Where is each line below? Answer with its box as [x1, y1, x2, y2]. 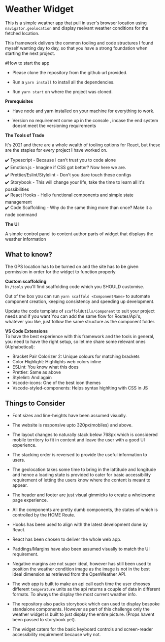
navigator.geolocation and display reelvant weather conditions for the [5, 25, 149, 31]
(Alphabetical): [5, 343, 35, 349]
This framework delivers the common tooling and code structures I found [5, 40, 154, 45]
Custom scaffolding [5, 278, 47, 284]
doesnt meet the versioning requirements [12, 123, 96, 128]
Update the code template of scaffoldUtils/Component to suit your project [5, 308, 155, 314]
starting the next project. [5, 50, 55, 56]
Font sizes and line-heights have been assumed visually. [12, 412, 127, 418]
